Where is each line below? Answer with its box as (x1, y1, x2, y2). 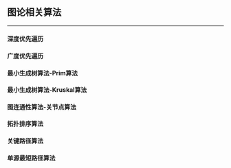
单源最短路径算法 (7, 154, 56, 162)
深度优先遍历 (7, 35, 43, 43)
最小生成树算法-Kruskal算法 (7, 86, 87, 94)
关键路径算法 (7, 136, 43, 145)
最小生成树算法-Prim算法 (7, 69, 78, 77)
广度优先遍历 (7, 52, 43, 60)
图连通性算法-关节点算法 (7, 102, 77, 111)
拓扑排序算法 (7, 119, 43, 128)
